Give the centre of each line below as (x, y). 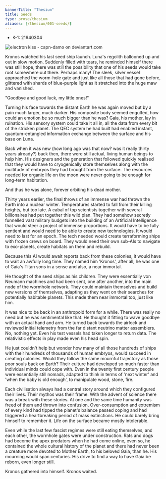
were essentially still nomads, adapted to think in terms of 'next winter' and (82, 375)
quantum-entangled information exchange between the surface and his (78, 134)
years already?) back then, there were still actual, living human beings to (79, 154)
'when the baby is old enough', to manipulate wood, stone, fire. (69, 380)
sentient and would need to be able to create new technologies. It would (79, 231)
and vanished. (20, 88)
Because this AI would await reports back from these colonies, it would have (83, 256)
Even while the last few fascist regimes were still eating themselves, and (79, 431)
